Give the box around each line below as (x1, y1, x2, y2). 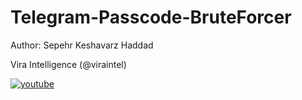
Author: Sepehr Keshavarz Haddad (10, 39, 154, 51)
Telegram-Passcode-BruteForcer (10, 6, 292, 29)
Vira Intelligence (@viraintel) (10, 58, 127, 70)
